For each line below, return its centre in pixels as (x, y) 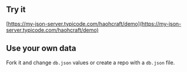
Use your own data (41, 48)
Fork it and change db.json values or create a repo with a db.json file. (91, 62)
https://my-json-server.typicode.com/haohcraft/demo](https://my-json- (95, 23)
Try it (16, 10)
